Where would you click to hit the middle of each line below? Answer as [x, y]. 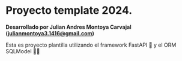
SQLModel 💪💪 [23, 51]
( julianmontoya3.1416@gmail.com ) [50, 33]
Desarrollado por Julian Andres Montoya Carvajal [68, 27]
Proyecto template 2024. [69, 10]
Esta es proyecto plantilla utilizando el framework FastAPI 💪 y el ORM [91, 45]
